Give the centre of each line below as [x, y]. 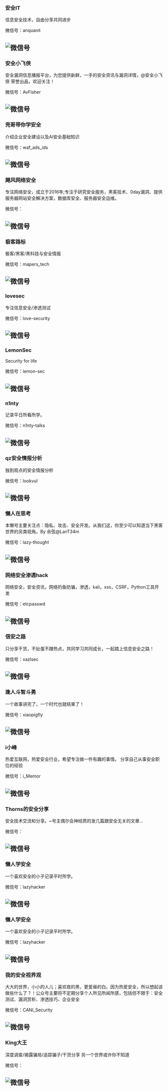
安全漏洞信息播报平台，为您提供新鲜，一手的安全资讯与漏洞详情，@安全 [79, 75]
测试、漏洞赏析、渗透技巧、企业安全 [42, 999]
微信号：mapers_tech [27, 264]
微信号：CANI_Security [29, 1010]
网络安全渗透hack [27, 575]
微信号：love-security [28, 318]
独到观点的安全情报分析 [29, 470]
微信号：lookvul [21, 481]
